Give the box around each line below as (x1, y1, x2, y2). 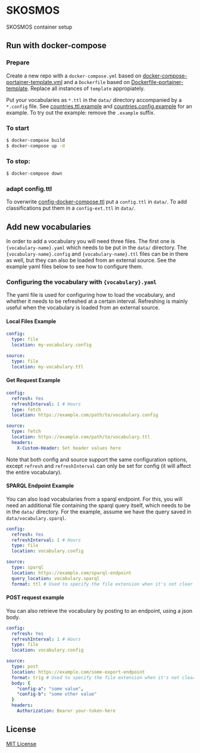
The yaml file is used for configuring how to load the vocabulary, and (6, 292, 176, 299)
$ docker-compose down (6, 171, 62, 176)
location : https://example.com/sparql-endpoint (11, 570, 132, 576)
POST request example (6, 594, 64, 601)
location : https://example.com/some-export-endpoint (11, 669, 145, 675)
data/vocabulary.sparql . (6, 514, 67, 522)
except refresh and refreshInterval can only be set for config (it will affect (6, 462, 192, 469)
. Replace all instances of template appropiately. (27, 85, 145, 92)
